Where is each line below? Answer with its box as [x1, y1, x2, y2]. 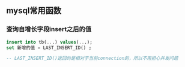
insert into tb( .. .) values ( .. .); [6, 39, 93, 45]
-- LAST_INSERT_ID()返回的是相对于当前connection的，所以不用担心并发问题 [6, 56, 178, 62]
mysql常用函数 [6, 5, 62, 16]
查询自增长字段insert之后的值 [6, 25, 92, 33]
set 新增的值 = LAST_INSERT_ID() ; [6, 44, 92, 51]
